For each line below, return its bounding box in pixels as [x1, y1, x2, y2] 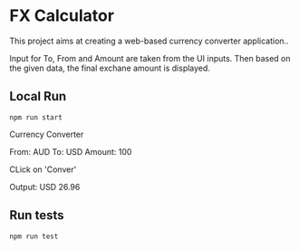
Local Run [9, 89, 67, 104]
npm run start [9, 112, 63, 122]
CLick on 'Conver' [9, 164, 77, 175]
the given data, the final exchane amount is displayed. [9, 62, 211, 73]
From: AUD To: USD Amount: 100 [9, 146, 132, 157]
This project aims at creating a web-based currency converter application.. [9, 35, 289, 46]
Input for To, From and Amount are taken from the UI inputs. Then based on [9, 53, 292, 63]
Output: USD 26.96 [9, 181, 81, 192]
